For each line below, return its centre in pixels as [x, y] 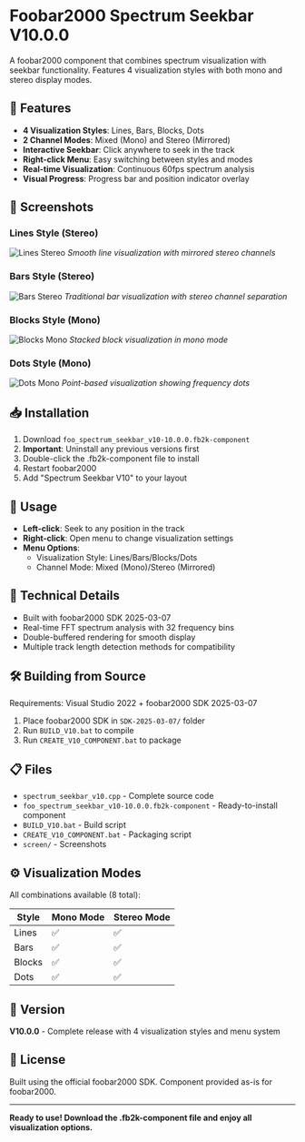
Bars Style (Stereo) [52, 277]
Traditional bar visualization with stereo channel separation [176, 296]
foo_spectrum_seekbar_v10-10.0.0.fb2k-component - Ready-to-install [150, 805]
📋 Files [31, 769]
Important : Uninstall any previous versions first [111, 449]
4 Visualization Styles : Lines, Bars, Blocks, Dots [113, 130]
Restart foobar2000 [59, 469]
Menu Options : [51, 548]
